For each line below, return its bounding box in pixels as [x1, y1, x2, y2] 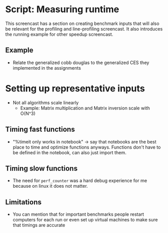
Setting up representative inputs [5, 82, 145, 94]
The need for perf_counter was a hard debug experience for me [12, 178, 148, 184]
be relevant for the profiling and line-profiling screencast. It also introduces [5, 25, 163, 32]
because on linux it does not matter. [12, 183, 88, 189]
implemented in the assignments [12, 65, 81, 71]
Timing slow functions [5, 164, 78, 172]
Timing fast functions [5, 125, 75, 134]
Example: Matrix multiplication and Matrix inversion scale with [20, 105, 150, 111]
